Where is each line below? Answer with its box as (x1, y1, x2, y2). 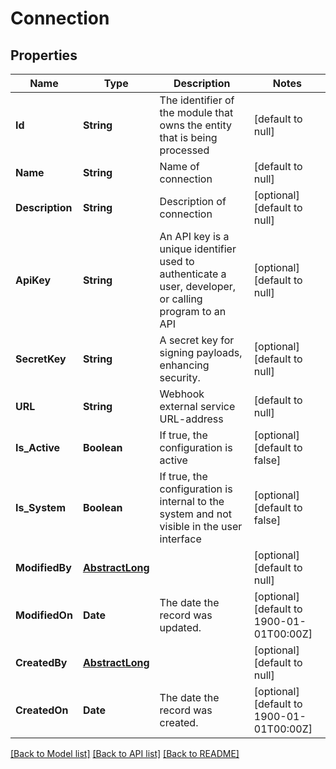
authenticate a (159, 267, 227, 281)
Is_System (15, 501, 66, 514)
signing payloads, (159, 346, 243, 359)
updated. (159, 621, 202, 634)
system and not (159, 507, 232, 521)
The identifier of (159, 93, 235, 107)
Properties (10, 47, 78, 64)
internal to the (159, 495, 225, 508)
